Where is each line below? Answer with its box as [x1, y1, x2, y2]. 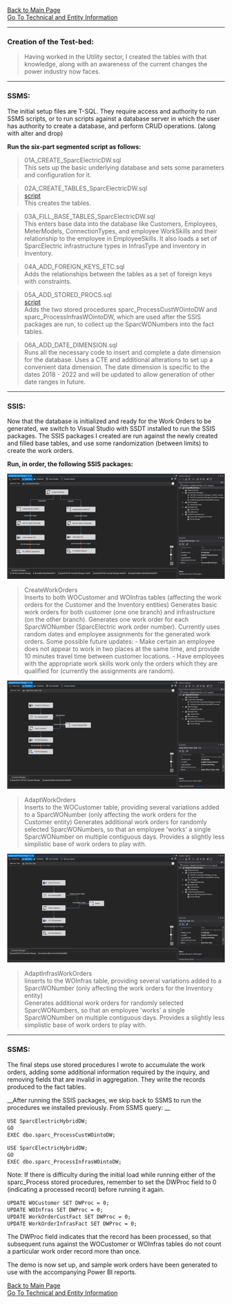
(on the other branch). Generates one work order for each [23, 616, 189, 624]
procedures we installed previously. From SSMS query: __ [7, 1103, 171, 1111]
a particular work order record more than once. [7, 1247, 142, 1256]
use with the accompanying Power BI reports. [7, 1267, 137, 1276]
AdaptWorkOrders [23, 796, 76, 804]
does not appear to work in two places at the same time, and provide [23, 645, 220, 653]
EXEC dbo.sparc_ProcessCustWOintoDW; [7, 1132, 116, 1138]
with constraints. [23, 277, 72, 285]
